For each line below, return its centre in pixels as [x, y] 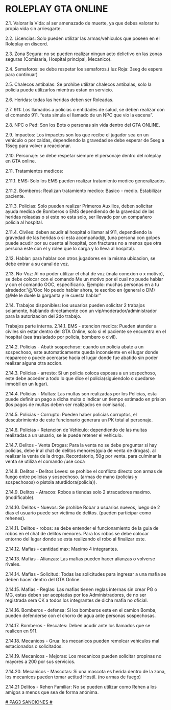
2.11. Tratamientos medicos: [34, 171]
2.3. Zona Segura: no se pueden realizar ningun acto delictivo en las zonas [84, 54]
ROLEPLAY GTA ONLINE [57, 9]
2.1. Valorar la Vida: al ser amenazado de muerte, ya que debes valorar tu [82, 23]
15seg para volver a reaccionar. [38, 146]
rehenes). [15, 518]
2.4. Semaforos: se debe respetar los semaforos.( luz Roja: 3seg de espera [84, 69]
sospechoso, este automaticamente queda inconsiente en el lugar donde [82, 352]
